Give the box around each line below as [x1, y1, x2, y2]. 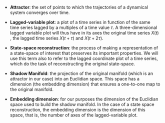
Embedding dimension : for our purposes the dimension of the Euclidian [9, 96, 158, 102]
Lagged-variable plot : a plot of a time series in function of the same [9, 19, 151, 25]
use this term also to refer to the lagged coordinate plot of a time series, [9, 55, 158, 61]
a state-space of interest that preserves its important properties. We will [9, 50, 158, 56]
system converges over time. [9, 9, 70, 15]
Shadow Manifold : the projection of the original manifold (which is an [9, 70, 153, 76]
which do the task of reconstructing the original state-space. [9, 61, 135, 66]
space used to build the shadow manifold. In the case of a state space [9, 101, 154, 107]
